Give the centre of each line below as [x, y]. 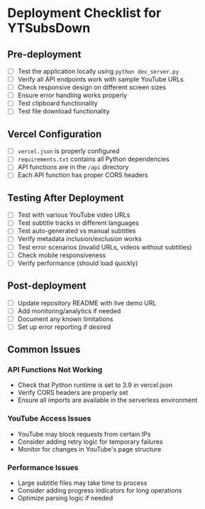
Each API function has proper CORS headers [83, 175]
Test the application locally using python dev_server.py [98, 71]
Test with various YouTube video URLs [74, 215]
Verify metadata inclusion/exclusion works [79, 239]
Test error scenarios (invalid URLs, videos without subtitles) [105, 247]
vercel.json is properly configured [68, 151]
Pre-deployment [44, 54]
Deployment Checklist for [84, 13]
